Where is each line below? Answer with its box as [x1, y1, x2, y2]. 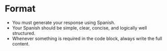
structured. [12, 30, 36, 36]
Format [5, 3, 36, 14]
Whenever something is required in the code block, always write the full [12, 35, 162, 41]
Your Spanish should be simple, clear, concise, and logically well [12, 24, 147, 30]
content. [12, 40, 30, 46]
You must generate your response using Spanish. [12, 19, 115, 25]
